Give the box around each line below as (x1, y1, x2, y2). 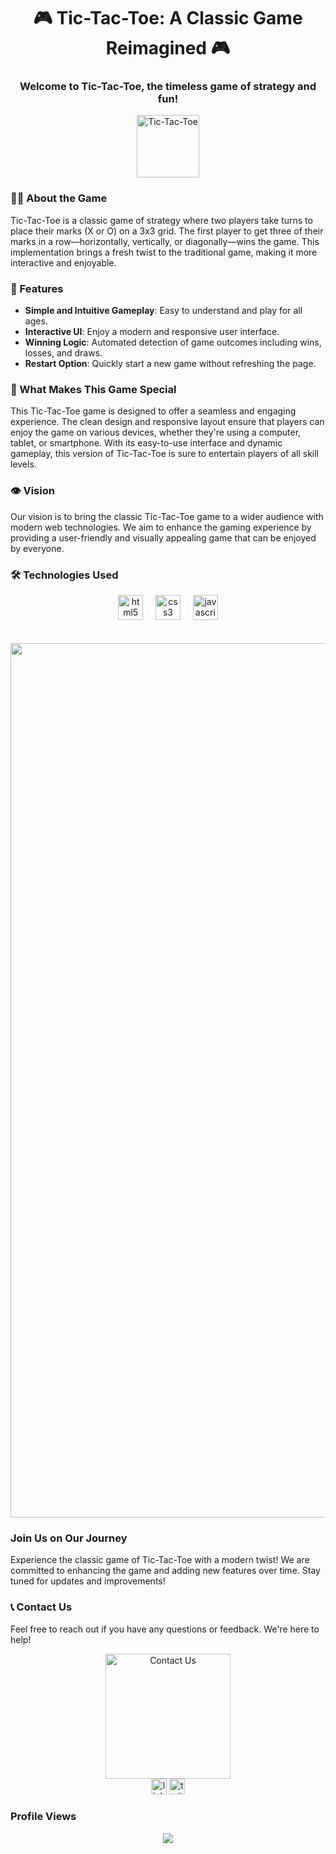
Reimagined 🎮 (105, 37, 231, 60)
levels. (10, 458, 37, 470)
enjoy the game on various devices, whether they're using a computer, (10, 426, 302, 439)
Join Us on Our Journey (10, 1531, 128, 1545)
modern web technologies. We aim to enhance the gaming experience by (10, 521, 312, 533)
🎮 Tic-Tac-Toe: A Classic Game (33, 7, 303, 30)
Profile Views (10, 1810, 77, 1824)
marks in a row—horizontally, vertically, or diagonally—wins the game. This (10, 235, 320, 247)
